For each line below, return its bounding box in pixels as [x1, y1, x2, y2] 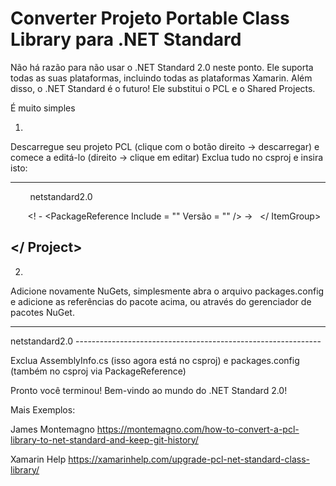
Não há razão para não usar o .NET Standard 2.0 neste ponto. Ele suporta [10, 61, 314, 73]
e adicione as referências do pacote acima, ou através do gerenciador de [10, 295, 312, 307]
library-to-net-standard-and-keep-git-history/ [10, 433, 199, 446]
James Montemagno [10, 423, 95, 435]
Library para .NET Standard [10, 28, 242, 51]
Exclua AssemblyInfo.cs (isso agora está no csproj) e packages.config [10, 354, 300, 366]
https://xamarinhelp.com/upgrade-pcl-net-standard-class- [68, 453, 311, 465]
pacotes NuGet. [10, 306, 75, 318]
